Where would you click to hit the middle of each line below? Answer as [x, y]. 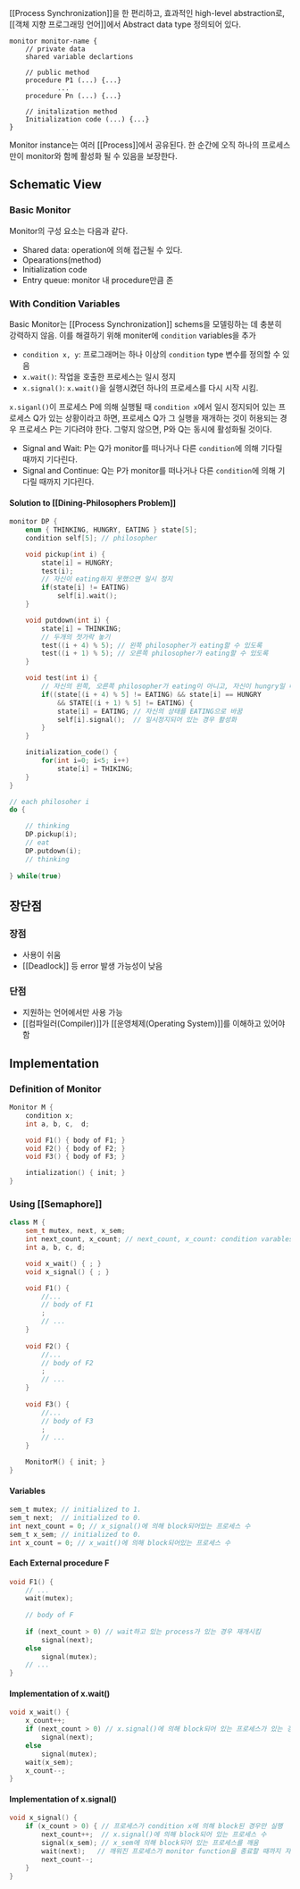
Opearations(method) [62, 260]
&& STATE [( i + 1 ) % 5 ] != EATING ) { [125, 703]
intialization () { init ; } [75, 1173]
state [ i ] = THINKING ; [82, 628]
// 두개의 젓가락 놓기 [76, 637]
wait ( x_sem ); [50, 1762]
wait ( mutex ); [50, 1599]
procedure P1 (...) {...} [74, 80]
